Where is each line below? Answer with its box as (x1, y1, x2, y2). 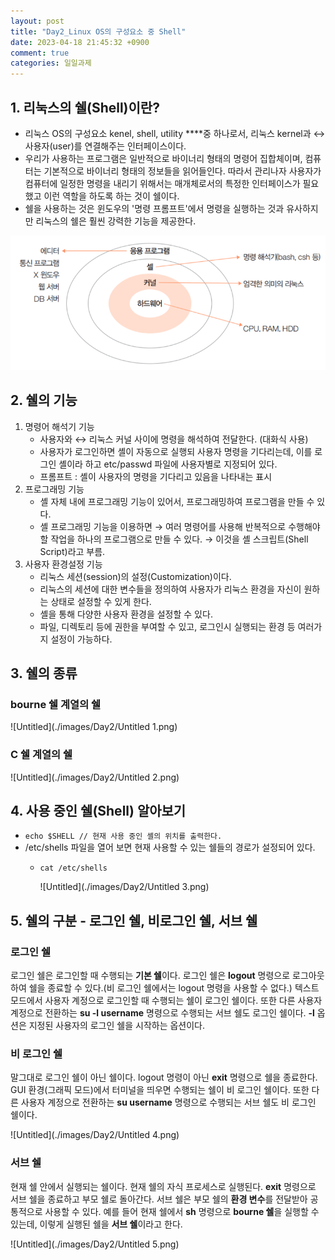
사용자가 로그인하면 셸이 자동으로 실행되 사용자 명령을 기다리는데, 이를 (39, 445, 313, 457)
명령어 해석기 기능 (24, 420, 95, 432)
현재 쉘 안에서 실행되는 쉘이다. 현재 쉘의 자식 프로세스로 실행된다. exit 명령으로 (10, 1180, 317, 1192)
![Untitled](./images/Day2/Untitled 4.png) (10, 1129, 180, 1141)
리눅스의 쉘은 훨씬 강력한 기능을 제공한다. (35, 215, 197, 227)
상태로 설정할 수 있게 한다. (50, 595, 152, 607)
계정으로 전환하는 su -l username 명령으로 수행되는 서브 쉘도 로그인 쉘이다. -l (10, 1007, 315, 1019)
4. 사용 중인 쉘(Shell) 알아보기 (10, 802, 187, 819)
